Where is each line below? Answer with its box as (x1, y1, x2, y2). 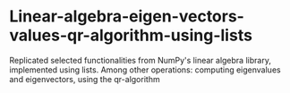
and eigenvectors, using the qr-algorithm (9, 73, 160, 84)
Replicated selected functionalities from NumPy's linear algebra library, (9, 55, 271, 65)
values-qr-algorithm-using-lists (9, 25, 253, 46)
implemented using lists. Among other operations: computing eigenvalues (9, 64, 281, 75)
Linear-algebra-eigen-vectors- (9, 6, 244, 27)
